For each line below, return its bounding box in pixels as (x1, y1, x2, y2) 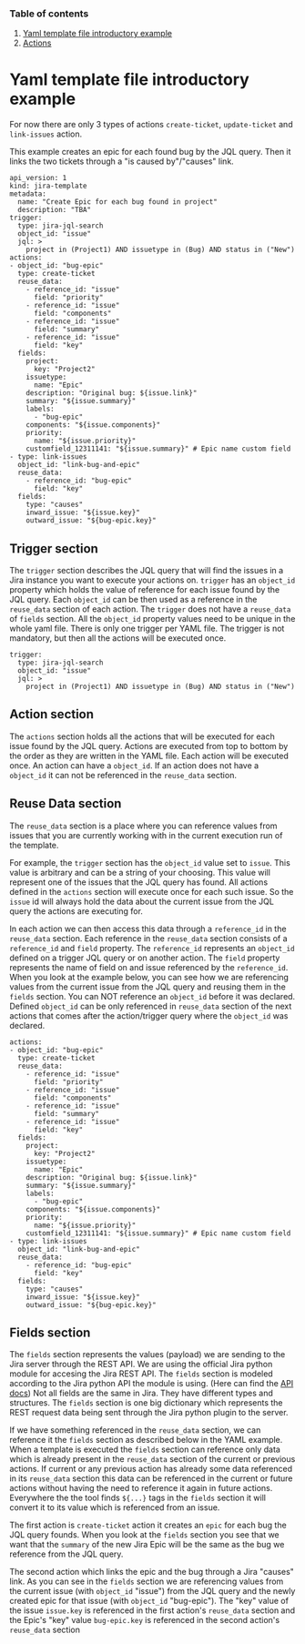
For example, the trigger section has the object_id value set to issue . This (9, 857, 291, 868)
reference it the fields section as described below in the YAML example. (9, 1435, 283, 1446)
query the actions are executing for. (9, 905, 144, 917)
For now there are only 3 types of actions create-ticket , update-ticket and (9, 119, 293, 130)
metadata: (9, 189, 47, 198)
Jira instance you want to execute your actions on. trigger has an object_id (9, 574, 296, 585)
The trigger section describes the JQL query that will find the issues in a (9, 565, 284, 576)
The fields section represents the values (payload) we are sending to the (9, 1349, 286, 1360)
